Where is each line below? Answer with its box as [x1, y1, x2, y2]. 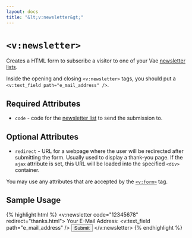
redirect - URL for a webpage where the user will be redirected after [14, 148, 184, 155]
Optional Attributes [6, 131, 79, 142]
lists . [6, 64, 18, 71]
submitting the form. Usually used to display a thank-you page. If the [14, 154, 183, 161]
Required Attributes [6, 99, 81, 109]
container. [14, 167, 40, 174]
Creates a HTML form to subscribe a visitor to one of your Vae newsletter [6, 57, 186, 64]
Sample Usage [6, 195, 61, 205]
